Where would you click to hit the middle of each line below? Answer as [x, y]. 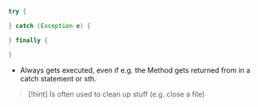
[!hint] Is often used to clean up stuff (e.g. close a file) [116, 94]
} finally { [28, 40]
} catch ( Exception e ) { [50, 26]
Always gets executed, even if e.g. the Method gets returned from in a [135, 70]
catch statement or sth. [58, 78]
